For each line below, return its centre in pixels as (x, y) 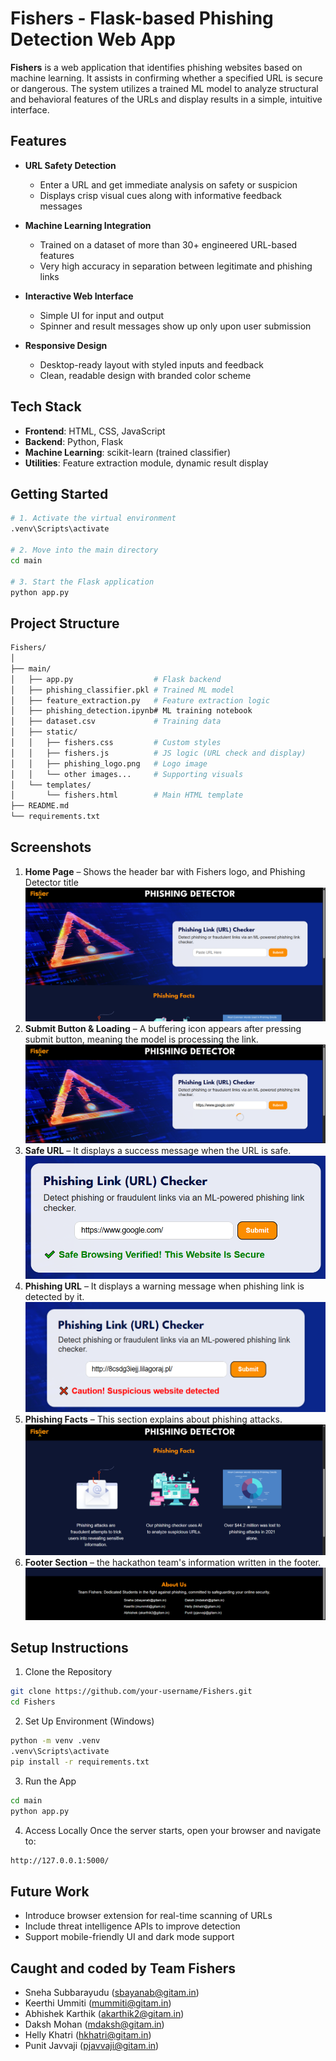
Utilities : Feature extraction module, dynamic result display (146, 463)
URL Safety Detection (70, 165)
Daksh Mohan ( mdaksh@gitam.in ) (94, 2024)
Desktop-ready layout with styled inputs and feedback (151, 364)
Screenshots (51, 847)
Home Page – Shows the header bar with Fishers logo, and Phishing (165, 871)
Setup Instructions (69, 1648)
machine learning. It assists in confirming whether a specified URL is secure (166, 78)
